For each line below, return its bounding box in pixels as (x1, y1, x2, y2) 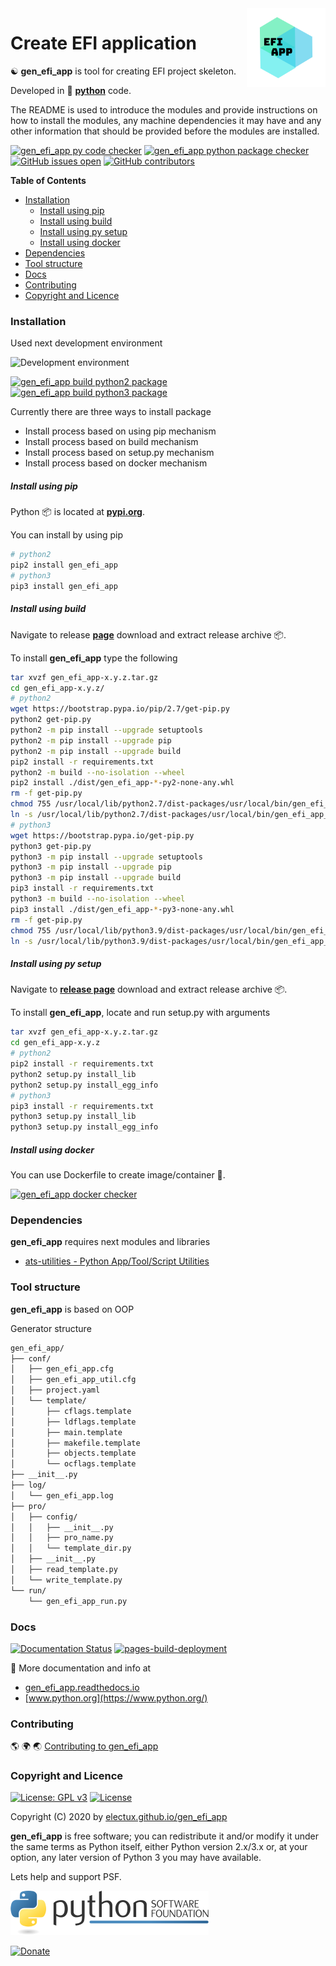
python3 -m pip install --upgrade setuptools (10, 852, 203, 862)
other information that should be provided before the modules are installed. (10, 125, 320, 137)
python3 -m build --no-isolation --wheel (10, 894, 186, 904)
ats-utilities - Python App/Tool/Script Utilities (24, 1255, 210, 1267)
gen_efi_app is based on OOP (10, 1303, 135, 1315)
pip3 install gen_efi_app (10, 581, 118, 591)
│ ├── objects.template (10, 1448, 137, 1459)
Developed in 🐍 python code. (10, 84, 132, 96)
